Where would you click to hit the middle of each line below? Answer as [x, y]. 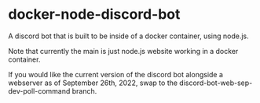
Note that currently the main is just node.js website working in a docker [123, 51]
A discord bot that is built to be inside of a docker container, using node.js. [128, 36]
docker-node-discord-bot [94, 14]
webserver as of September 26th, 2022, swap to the [93, 83]
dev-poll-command [39, 91]
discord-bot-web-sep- [216, 83]
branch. [84, 91]
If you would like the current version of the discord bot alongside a [116, 74]
